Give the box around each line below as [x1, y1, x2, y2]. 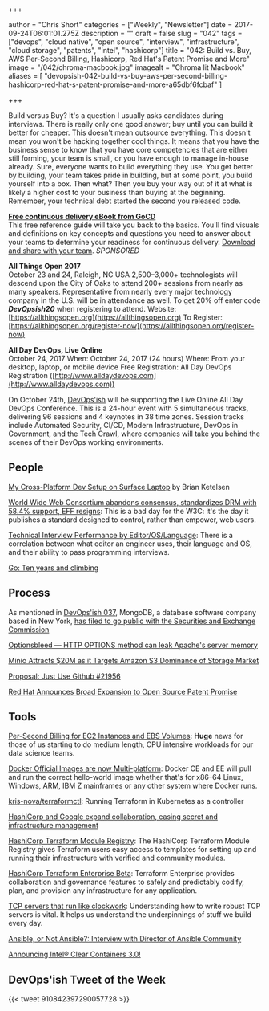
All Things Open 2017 [8, 262, 82, 271]
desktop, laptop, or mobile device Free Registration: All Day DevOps [8, 362, 232, 372]
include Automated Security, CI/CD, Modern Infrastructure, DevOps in [8, 421, 239, 430]
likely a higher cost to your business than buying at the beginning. [8, 188, 226, 197]
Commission [8, 624, 50, 634]
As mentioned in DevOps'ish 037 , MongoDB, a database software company [8, 607, 257, 617]
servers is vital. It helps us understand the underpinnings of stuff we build [8, 910, 252, 919]
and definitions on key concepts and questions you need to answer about [8, 229, 251, 238]
